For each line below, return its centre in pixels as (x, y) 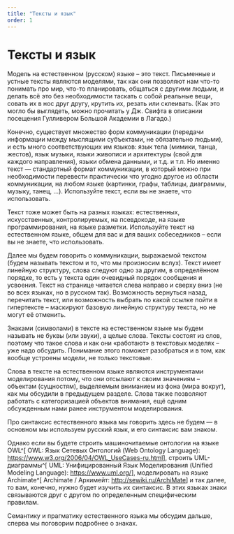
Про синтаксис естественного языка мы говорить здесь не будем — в (112, 422)
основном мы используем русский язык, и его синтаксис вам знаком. (112, 429)
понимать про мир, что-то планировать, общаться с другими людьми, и (116, 89)
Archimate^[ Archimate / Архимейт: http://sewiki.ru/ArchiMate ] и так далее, (117, 480)
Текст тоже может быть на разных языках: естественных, (94, 212)
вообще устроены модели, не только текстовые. (80, 358)
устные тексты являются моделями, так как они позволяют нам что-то (114, 82)
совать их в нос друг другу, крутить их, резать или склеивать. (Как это (114, 104)
